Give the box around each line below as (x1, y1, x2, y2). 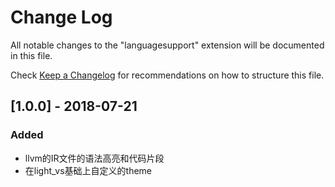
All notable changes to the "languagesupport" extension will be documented (10, 39, 325, 51)
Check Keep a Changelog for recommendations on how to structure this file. (10, 69, 325, 81)
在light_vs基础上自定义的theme (24, 164, 153, 176)
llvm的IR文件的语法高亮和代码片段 (24, 152, 165, 164)
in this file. (10, 49, 53, 61)
